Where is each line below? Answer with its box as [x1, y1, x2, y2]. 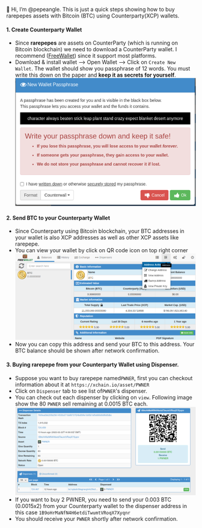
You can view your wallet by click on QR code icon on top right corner [14, 247, 188, 254]
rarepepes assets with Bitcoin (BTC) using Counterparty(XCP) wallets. [6, 12, 180, 19]
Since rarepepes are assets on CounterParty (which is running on [14, 39, 179, 46]
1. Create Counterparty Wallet [6, 26, 82, 33]
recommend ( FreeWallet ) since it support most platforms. [14, 52, 157, 60]
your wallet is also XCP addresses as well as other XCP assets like [14, 234, 179, 241]
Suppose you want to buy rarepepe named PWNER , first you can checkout [14, 374, 193, 381]
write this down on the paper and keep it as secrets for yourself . [14, 71, 176, 78]
